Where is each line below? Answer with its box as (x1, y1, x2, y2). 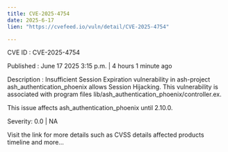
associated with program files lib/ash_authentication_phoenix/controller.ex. (7, 90, 222, 98)
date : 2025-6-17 (7, 17, 54, 24)
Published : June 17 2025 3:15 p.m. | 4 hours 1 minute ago (7, 62, 172, 70)
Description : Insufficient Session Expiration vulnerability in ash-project (7, 75, 211, 84)
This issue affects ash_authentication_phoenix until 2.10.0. (7, 104, 173, 112)
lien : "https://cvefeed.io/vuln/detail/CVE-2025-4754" (7, 23, 170, 30)
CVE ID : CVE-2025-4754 (7, 48, 81, 56)
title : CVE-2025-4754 (7, 10, 70, 17)
